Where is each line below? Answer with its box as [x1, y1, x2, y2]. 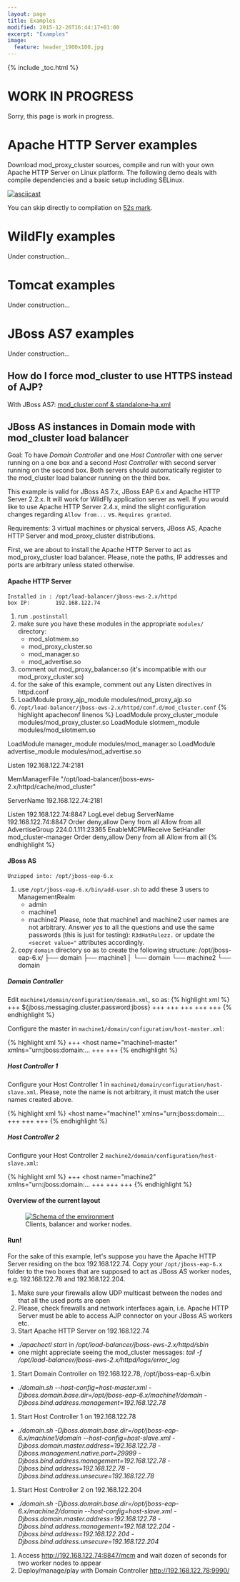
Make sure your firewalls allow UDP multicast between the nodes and [17, 1288, 223, 1297]
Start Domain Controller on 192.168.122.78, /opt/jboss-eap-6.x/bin [17, 1369, 211, 1378]
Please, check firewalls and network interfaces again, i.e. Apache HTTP [17, 1304, 229, 1313]
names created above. [7, 1095, 74, 1103]
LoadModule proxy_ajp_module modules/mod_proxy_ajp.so [17, 695, 191, 704]
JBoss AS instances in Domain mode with [7, 421, 196, 433]
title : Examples [7, 17, 56, 24]
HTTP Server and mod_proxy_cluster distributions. [7, 531, 156, 540]
